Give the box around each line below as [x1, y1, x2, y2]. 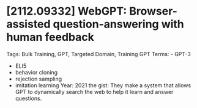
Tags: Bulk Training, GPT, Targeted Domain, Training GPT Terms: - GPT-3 [6, 50, 191, 57]
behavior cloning [15, 68, 58, 76]
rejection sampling [15, 75, 62, 82]
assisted [6, 17, 51, 31]
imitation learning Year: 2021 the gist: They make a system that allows [15, 81, 191, 89]
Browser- [129, 4, 177, 18]
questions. [15, 95, 42, 102]
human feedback [6, 31, 95, 44]
